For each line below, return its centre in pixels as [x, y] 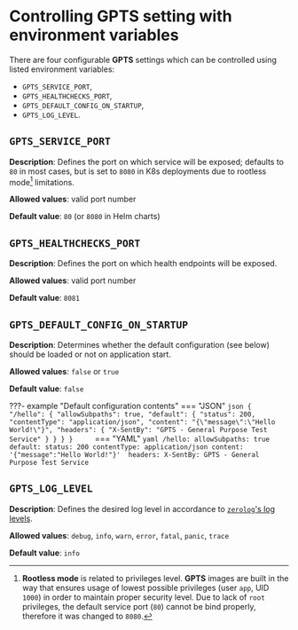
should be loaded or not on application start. [90, 354]
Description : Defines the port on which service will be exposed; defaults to [147, 161]
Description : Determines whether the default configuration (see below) [140, 345]
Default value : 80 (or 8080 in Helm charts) [85, 217]
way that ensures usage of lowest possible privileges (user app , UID [145, 587]
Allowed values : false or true [64, 372]
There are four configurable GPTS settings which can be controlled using [143, 59]
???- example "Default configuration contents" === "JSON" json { [130, 406]
